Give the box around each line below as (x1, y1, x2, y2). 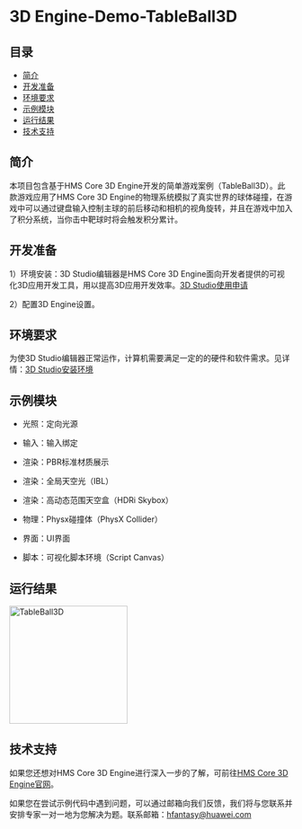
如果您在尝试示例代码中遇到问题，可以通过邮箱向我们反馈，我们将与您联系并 (9, 798, 293, 808)
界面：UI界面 (22, 533, 70, 544)
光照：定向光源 (22, 419, 78, 429)
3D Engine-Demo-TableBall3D (9, 6, 238, 27)
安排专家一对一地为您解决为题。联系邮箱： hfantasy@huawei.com (9, 808, 252, 819)
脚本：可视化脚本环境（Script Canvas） (22, 552, 169, 563)
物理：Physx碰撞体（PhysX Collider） (22, 514, 164, 525)
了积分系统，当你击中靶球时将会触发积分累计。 (9, 214, 182, 225)
